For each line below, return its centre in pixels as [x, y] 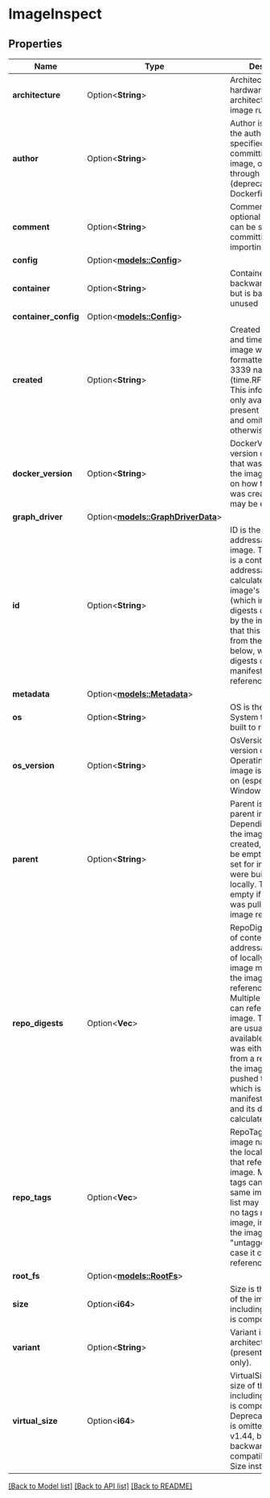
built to [243, 727]
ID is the [245, 530]
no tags [244, 1212]
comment [31, 227]
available [247, 1038]
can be [243, 227]
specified [247, 143]
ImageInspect [55, 14]
